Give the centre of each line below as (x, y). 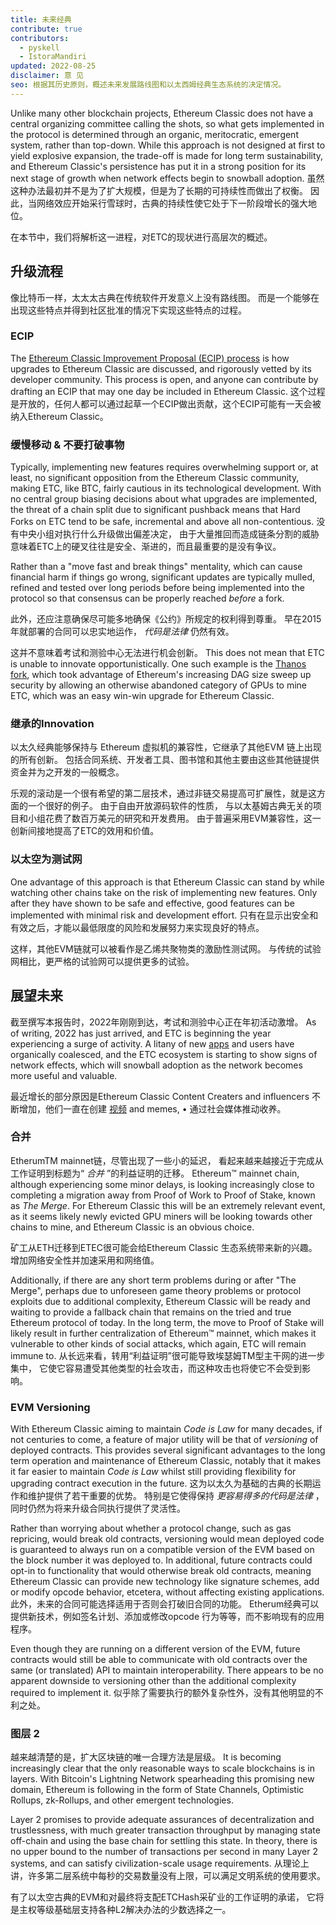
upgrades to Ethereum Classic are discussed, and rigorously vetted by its (161, 368)
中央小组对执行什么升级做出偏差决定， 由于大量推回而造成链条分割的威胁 (169, 534)
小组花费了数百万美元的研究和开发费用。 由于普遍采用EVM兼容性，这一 (174, 818)
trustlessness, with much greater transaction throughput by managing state (165, 1830)
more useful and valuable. (64, 1075)
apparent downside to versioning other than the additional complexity (153, 1681)
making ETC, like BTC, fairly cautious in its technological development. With (166, 488)
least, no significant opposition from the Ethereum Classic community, (155, 478)
